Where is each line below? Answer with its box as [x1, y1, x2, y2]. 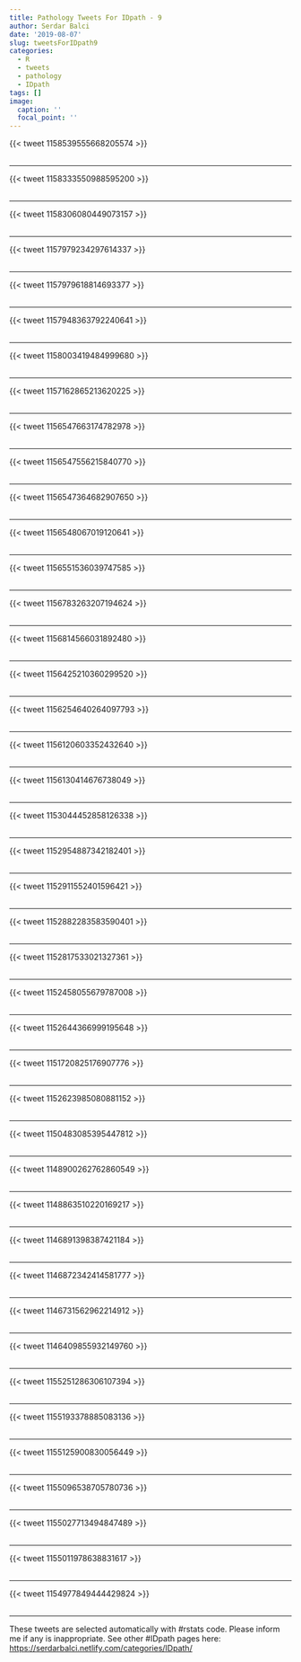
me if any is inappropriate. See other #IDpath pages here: [9, 1633, 221, 1644]
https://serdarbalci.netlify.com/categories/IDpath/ [9, 1643, 193, 1654]
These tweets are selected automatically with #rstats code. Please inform [9, 1623, 280, 1635]
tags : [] [9, 88, 42, 97]
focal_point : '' [17, 113, 78, 122]
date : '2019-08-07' [9, 30, 82, 39]
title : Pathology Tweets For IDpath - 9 [9, 13, 163, 22]
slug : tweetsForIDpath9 [9, 38, 99, 48]
